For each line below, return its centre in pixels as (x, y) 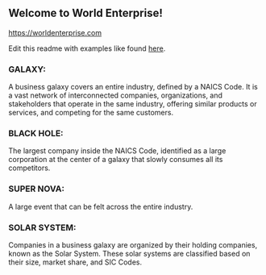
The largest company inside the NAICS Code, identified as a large (117, 151)
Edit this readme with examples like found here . (87, 48)
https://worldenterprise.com (55, 32)
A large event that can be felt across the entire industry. (101, 206)
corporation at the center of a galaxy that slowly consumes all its (116, 160)
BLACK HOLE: (36, 134)
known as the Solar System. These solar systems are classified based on (129, 254)
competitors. (29, 168)
